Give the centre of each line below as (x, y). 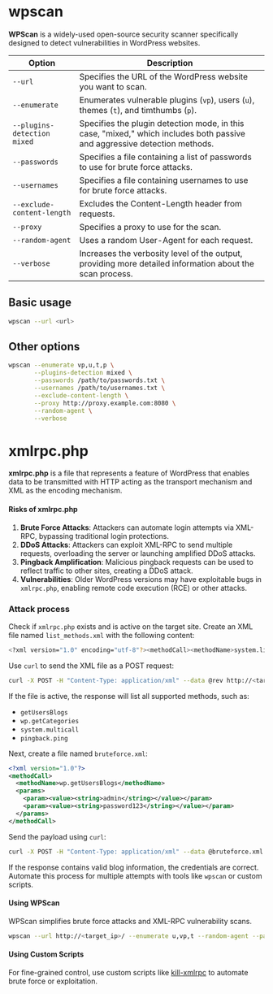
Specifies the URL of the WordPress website (163, 76)
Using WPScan (34, 903)
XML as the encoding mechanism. (65, 491)
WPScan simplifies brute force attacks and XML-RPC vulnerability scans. (130, 921)
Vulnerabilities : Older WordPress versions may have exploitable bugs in (141, 579)
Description (170, 63)
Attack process (39, 609)
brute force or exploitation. (53, 981)
